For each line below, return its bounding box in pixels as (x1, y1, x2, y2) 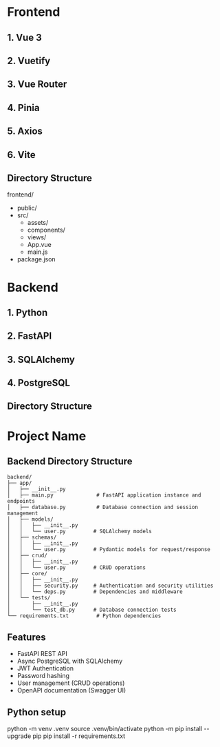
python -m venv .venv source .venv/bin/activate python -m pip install (7, 725, 203, 733)
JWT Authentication (16, 664, 74, 673)
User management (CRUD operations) (16, 679, 125, 687)
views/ (27, 233, 47, 241)
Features (7, 631, 46, 643)
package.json (16, 255, 56, 263)
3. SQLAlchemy (7, 353, 76, 366)
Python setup (7, 706, 67, 718)
